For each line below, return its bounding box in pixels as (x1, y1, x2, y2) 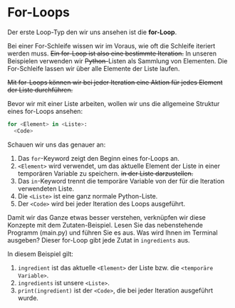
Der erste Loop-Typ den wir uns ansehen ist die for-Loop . (7, 28, 177, 36)
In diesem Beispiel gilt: (7, 250, 73, 258)
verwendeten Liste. (17, 184, 75, 193)
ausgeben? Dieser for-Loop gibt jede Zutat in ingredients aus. (7, 235, 190, 244)
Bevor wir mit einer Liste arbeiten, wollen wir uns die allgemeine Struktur (7, 99, 220, 107)
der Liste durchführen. (7, 85, 73, 94)
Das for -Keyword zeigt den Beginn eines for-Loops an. (17, 154, 180, 162)
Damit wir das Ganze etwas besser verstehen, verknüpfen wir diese (7, 213, 207, 221)
